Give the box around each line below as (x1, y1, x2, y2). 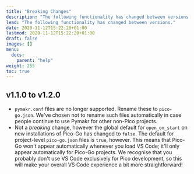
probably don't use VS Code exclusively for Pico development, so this (14, 155, 182, 162)
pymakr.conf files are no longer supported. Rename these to (14, 106, 158, 113)
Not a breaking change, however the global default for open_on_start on (14, 124, 188, 131)
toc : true (6, 68, 30, 74)
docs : (11, 52, 25, 58)
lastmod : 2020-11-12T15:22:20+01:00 (6, 30, 95, 36)
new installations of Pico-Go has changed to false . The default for (14, 130, 174, 137)
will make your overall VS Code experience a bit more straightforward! (14, 161, 183, 168)
